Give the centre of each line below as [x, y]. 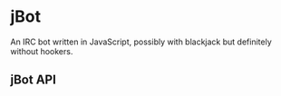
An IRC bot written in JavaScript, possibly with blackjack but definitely [141, 42]
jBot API [34, 80]
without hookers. [42, 51]
